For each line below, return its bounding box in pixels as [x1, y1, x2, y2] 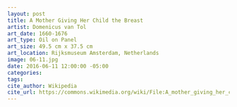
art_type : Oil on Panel [7, 37, 78, 44]
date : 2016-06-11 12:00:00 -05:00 [7, 63, 109, 70]
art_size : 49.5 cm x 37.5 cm [7, 43, 93, 50]
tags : [7, 75, 23, 83]
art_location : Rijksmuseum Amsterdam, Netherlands [7, 50, 159, 57]
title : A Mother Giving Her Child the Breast [7, 17, 143, 24]
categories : [7, 69, 42, 76]
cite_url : [7, 89, 37, 96]
